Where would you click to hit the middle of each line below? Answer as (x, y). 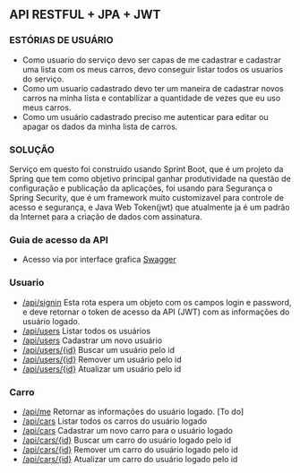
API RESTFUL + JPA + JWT (85, 15)
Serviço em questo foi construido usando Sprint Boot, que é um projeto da (146, 168)
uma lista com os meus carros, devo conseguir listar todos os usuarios (153, 69)
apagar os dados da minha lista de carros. (100, 126)
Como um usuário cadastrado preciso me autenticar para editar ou (145, 116)
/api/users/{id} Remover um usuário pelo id (102, 359)
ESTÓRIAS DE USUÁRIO (61, 40)
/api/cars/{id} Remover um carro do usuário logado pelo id (130, 449)
